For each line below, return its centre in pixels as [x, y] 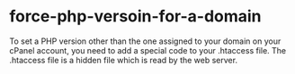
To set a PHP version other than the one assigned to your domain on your [145, 41]
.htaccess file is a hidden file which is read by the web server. [124, 60]
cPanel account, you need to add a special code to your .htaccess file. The [148, 50]
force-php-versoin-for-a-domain [136, 16]
